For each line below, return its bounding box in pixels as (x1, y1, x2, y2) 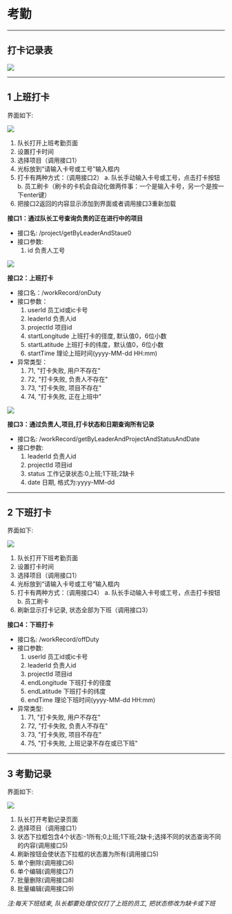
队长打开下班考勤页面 (17, 554, 78, 562)
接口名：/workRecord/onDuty (17, 288, 101, 296)
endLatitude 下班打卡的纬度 (27, 687, 106, 696)
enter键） (23, 190, 51, 199)
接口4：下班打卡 (7, 620, 54, 629)
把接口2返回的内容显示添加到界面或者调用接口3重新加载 (17, 199, 176, 208)
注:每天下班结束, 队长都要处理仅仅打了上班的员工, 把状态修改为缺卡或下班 (7, 899, 215, 908)
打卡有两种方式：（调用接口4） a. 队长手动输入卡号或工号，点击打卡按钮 (17, 589, 221, 597)
